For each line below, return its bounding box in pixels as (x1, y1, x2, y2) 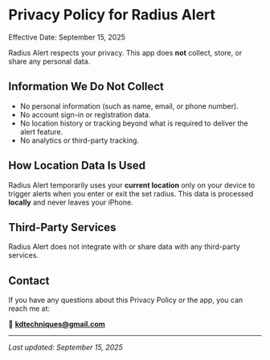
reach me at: (8, 304, 51, 313)
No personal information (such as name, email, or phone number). (19, 101, 239, 110)
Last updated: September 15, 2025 (8, 342, 123, 352)
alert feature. (19, 126, 63, 136)
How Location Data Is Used (8, 159, 146, 172)
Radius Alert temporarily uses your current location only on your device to (8, 180, 256, 190)
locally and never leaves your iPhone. (8, 197, 134, 207)
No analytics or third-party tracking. (19, 135, 139, 145)
